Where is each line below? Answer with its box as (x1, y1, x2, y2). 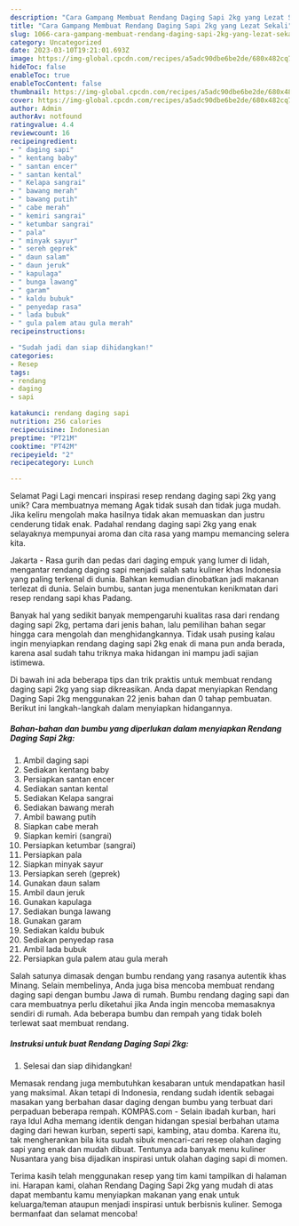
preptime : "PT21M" (10, 433, 78, 443)
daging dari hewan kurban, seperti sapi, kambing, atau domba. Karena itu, (10, 1126, 280, 1136)
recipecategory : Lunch (10, 459, 94, 468)
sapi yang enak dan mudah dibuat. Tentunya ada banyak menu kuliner (10, 1144, 266, 1155)
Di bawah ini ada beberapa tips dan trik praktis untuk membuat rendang (10, 675, 272, 685)
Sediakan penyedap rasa (22, 934, 114, 945)
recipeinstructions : (10, 327, 87, 336)
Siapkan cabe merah (22, 821, 98, 832)
